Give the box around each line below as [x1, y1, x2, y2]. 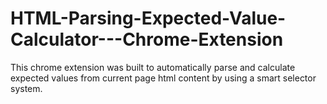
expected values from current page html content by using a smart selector [10, 72, 317, 84]
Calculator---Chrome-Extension [10, 28, 284, 51]
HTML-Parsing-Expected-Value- [10, 7, 287, 30]
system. [10, 82, 43, 94]
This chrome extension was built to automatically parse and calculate [10, 61, 296, 73]
